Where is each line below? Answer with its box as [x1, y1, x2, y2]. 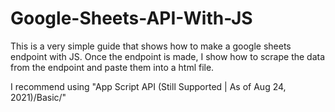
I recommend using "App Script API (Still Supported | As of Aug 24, [10, 80, 287, 92]
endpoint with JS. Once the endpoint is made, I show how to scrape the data [10, 50, 326, 62]
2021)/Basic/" [10, 91, 67, 103]
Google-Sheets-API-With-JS [10, 7, 253, 30]
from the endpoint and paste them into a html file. [10, 61, 215, 73]
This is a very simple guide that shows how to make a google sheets [10, 40, 292, 52]
